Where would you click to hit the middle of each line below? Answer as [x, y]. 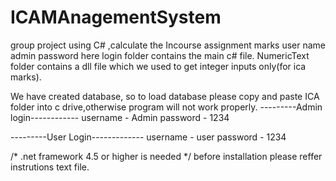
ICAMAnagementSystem [116, 17]
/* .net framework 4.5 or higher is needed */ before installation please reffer [166, 156]
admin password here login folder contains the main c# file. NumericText [160, 55]
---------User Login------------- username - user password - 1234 [148, 137]
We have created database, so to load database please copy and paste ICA [165, 96]
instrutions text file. [50, 167]
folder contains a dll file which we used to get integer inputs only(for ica [158, 66]
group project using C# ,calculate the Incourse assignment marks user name [168, 45]
